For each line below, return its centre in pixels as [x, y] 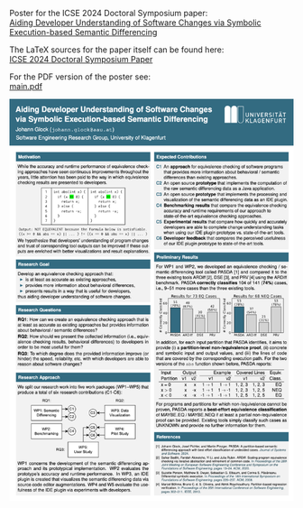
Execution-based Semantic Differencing [83, 32]
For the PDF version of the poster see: [80, 77]
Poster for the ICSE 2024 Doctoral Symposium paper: [109, 13]
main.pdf [26, 86]
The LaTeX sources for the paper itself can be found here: [117, 50]
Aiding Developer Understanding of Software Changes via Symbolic [135, 23]
